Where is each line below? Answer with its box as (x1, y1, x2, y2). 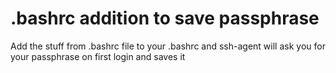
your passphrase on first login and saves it (10, 50, 186, 62)
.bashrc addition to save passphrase (10, 7, 320, 30)
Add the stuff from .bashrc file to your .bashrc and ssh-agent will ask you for (10, 40, 326, 52)
